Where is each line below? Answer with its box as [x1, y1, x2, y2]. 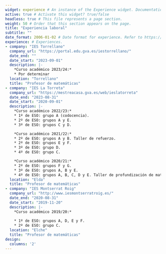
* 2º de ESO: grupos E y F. [14, 141, 72, 146]
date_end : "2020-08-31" [9, 196, 58, 201]
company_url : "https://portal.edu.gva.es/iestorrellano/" [9, 49, 132, 53]
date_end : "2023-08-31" [9, 95, 58, 100]
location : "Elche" [9, 228, 48, 233]
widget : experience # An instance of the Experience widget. [5, 7, 134, 12]
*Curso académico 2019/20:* [14, 209, 72, 214]
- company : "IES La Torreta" [5, 85, 65, 91]
